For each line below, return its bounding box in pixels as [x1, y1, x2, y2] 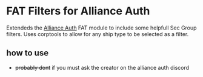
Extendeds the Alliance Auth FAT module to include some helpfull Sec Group [6, 24, 197, 31]
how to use [6, 48, 49, 58]
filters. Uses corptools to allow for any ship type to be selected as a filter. [6, 30, 189, 37]
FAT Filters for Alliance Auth [6, 4, 150, 18]
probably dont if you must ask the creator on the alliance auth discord [15, 64, 190, 71]
